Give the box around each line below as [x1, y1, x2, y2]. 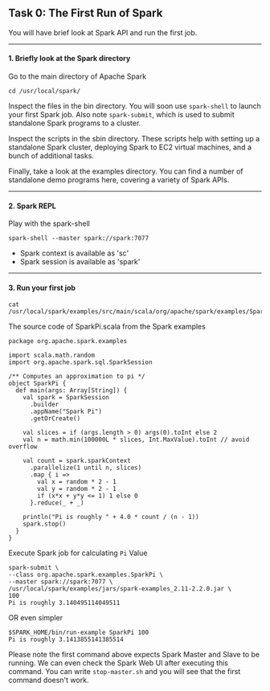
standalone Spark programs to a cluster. [8, 118, 141, 128]
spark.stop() [22, 520, 67, 529]
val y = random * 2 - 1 [37, 485, 117, 493]
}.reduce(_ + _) [29, 499, 84, 507]
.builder [29, 401, 59, 409]
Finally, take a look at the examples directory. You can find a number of [8, 166, 243, 176]
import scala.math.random [8, 351, 95, 360]
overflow [8, 443, 38, 451]
